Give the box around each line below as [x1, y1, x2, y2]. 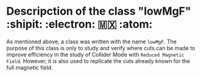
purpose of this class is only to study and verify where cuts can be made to [6, 44, 196, 51]
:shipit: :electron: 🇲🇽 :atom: [6, 17, 153, 31]
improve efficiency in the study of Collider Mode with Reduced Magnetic [6, 51, 185, 58]
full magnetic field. [6, 64, 53, 71]
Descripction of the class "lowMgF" [6, 4, 191, 18]
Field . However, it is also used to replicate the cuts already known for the [6, 57, 191, 65]
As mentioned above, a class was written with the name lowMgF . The [6, 38, 177, 45]
